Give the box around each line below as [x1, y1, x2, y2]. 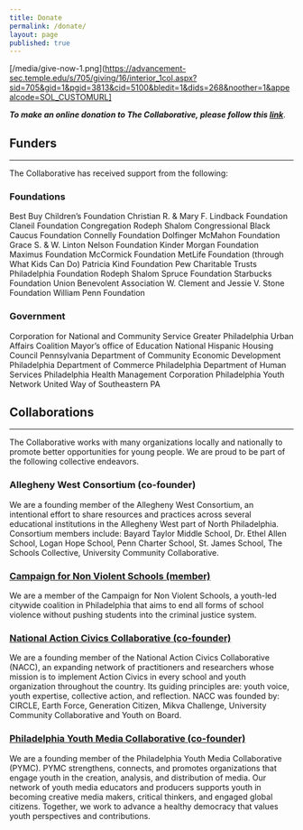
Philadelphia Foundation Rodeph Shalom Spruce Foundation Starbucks [9, 268, 272, 280]
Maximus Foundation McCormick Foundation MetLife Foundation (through [9, 249, 284, 260]
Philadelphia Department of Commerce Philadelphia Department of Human [9, 359, 287, 370]
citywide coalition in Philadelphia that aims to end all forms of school [9, 600, 264, 611]
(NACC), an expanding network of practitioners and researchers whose [9, 662, 275, 673]
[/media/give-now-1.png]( [9, 63, 106, 74]
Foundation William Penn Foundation [9, 288, 146, 299]
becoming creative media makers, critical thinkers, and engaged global [9, 791, 273, 802]
